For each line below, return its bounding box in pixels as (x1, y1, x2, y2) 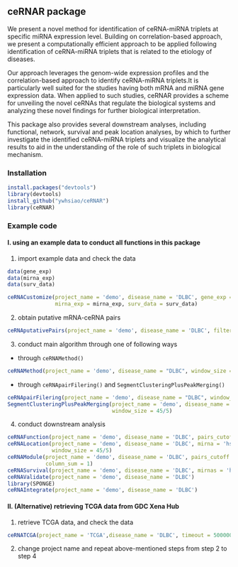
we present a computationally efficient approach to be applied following (7, 39, 217, 48)
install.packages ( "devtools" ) (7, 184, 97, 191)
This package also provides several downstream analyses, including (7, 120, 207, 129)
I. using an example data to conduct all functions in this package (7, 238, 200, 247)
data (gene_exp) (7, 268, 52, 275)
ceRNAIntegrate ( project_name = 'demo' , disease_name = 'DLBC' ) (7, 487, 198, 494)
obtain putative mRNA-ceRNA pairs (17, 313, 121, 322)
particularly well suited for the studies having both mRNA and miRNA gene (7, 83, 225, 92)
